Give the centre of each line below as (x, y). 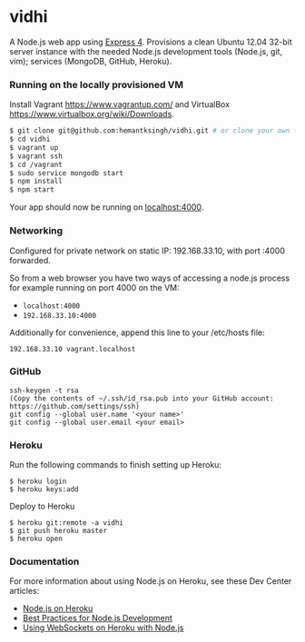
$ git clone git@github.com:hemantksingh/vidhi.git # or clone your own (150, 131)
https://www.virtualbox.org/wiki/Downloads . (92, 114)
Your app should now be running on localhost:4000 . (107, 207)
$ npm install (36, 182)
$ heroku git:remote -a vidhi (67, 523)
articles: (25, 591)
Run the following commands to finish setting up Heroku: (116, 465)
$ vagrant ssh (36, 156)
